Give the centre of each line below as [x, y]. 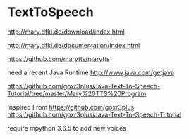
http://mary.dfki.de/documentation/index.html [74, 45]
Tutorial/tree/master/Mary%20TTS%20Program [77, 93]
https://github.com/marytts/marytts [59, 59]
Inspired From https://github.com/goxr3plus [71, 107]
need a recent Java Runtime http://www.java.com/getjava [91, 72]
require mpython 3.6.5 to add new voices [67, 128]
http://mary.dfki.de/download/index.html [66, 32]
